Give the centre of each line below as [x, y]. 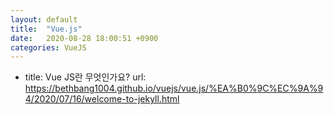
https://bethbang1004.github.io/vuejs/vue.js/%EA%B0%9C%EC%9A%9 [174, 88]
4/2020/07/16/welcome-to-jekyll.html [102, 99]
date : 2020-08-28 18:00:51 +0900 [84, 38]
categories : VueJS [48, 47]
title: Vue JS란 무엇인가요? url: [85, 77]
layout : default [44, 19]
